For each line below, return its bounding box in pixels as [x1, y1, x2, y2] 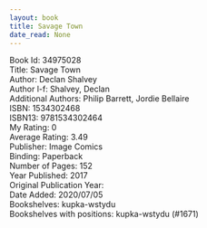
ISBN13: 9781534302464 [9, 112, 103, 123]
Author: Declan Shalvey [9, 74, 98, 85]
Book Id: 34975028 [9, 55, 82, 66]
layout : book [9, 13, 59, 23]
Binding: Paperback [9, 151, 84, 162]
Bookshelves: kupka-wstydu [9, 199, 116, 210]
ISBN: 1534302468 [9, 103, 81, 114]
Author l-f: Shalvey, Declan [9, 83, 111, 95]
